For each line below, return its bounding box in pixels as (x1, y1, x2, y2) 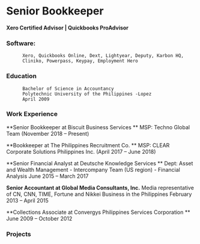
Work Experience (6, 110, 58, 118)
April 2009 (22, 96, 50, 102)
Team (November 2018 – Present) (6, 130, 89, 137)
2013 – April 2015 (6, 197, 49, 204)
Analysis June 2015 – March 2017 (6, 172, 89, 180)
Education (6, 72, 37, 81)
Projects (6, 230, 31, 238)
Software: (6, 39, 36, 47)
